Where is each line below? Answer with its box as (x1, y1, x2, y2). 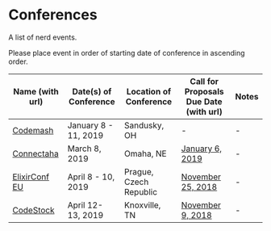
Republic (123, 186, 158, 197)
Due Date (186, 95, 223, 107)
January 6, (181, 143, 223, 154)
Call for (190, 75, 219, 86)
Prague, (123, 166, 154, 177)
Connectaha (12, 148, 59, 159)
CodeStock (12, 204, 55, 216)
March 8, (67, 143, 102, 154)
